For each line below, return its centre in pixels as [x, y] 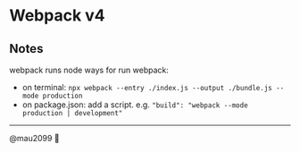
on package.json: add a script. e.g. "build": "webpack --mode [135, 105]
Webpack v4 [57, 16]
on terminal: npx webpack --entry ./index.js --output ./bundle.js [147, 87]
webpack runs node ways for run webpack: [89, 70]
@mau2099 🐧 [34, 138]
